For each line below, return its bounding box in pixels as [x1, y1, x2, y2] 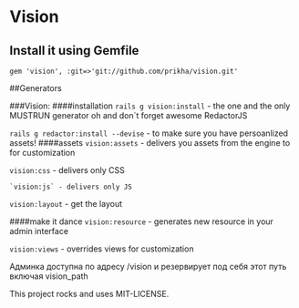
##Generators [9, 83, 62, 93]
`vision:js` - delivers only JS [9, 182, 132, 191]
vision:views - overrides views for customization [9, 243, 194, 254]
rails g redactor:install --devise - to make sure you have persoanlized [9, 128, 289, 139]
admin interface [9, 226, 69, 236]
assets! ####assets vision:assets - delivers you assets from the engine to [9, 138, 291, 148]
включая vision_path [9, 271, 88, 282]
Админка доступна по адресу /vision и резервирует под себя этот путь [9, 262, 287, 272]
